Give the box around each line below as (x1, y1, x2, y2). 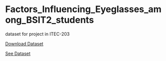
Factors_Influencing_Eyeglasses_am (5, 4, 162, 15)
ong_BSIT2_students (5, 14, 94, 26)
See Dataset (5, 50, 31, 56)
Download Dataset (5, 40, 44, 46)
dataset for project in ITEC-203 (5, 31, 70, 37)
